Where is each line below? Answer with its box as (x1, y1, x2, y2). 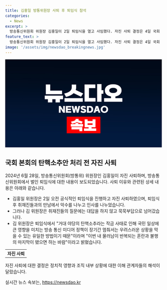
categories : (5, 13, 30, 18)
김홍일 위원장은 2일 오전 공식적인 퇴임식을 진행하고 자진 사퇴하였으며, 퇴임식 (12, 195, 160, 201)
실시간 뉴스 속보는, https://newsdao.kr (5, 279, 81, 286)
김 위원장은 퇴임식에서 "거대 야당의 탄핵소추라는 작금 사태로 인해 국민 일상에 (12, 220, 159, 226)
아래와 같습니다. (14, 185, 45, 191)
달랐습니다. (5, 269, 27, 275)
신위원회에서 (5, 179, 30, 185)
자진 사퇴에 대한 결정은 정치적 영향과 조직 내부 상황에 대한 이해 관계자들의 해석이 (5, 263, 161, 269)
